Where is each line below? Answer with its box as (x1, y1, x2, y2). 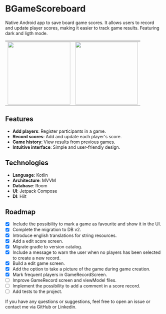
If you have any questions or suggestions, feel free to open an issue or (5, 298, 151, 304)
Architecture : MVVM (12, 177, 56, 183)
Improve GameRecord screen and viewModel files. (12, 277, 116, 283)
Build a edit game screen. (12, 260, 65, 266)
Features (5, 115, 33, 123)
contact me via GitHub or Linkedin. (5, 304, 76, 310)
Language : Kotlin (12, 172, 48, 178)
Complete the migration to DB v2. (12, 226, 81, 233)
